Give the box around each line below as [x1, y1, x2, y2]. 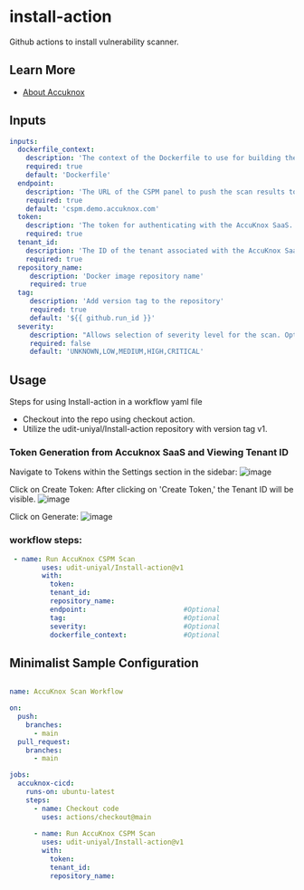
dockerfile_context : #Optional [49, 630, 221, 639]
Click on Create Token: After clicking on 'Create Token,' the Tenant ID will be [9, 484, 294, 495]
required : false [29, 339, 91, 348]
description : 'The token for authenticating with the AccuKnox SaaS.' [25, 221, 298, 230]
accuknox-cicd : [17, 779, 75, 789]
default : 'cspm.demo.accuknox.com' [25, 204, 160, 214]
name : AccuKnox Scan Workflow [9, 687, 124, 696]
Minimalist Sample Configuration [9, 655, 199, 671]
